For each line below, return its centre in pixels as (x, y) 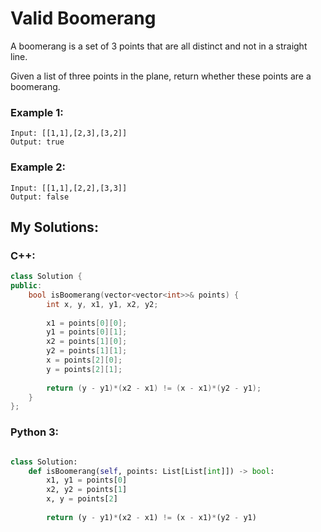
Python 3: (35, 432)
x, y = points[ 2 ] (82, 499)
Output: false (40, 197)
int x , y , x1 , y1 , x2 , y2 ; (102, 304)
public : (26, 286)
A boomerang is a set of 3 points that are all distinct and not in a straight (159, 46)
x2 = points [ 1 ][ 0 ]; (87, 342)
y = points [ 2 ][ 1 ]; (84, 369)
